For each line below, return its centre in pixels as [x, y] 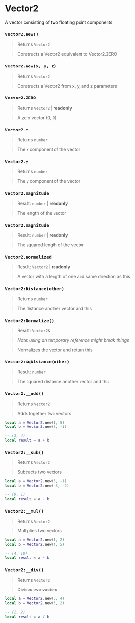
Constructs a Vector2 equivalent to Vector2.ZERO [67, 54]
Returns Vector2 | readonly [44, 108]
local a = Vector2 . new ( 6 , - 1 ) [36, 481]
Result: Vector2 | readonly [43, 267]
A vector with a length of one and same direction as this [73, 277]
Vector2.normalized [28, 257]
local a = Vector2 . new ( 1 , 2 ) [35, 540]
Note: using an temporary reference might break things [73, 340]
